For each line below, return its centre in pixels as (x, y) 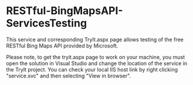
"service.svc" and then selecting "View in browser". (68, 76)
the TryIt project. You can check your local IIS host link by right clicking (92, 69)
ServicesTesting (46, 23)
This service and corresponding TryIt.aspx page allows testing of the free (95, 39)
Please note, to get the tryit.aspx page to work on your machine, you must (95, 57)
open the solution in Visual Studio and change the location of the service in (97, 63)
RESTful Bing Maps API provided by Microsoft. (62, 46)
